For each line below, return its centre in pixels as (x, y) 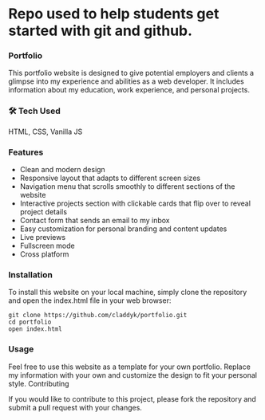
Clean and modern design (62, 170)
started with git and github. (101, 31)
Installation (31, 275)
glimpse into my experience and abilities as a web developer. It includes (127, 81)
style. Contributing (39, 383)
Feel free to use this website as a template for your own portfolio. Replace (130, 367)
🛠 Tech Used (35, 111)
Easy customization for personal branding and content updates (123, 229)
